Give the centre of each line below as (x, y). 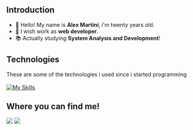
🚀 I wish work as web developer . (57, 31)
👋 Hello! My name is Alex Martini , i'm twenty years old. (85, 24)
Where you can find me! (53, 107)
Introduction (31, 10)
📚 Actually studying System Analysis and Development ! (88, 38)
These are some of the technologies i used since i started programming (96, 74)
